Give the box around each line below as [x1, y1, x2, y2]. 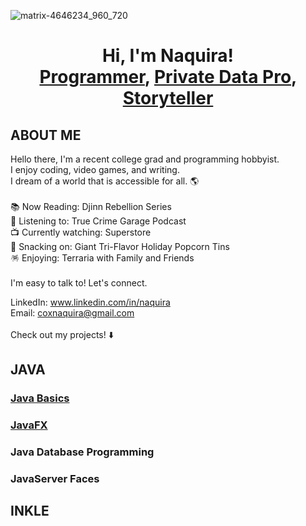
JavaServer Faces [10, 472, 100, 486]
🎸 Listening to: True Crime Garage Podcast [10, 215, 187, 227]
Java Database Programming [10, 445, 155, 459]
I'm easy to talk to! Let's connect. [10, 277, 148, 289]
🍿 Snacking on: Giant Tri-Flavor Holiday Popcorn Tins [10, 241, 230, 252]
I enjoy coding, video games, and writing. [10, 164, 180, 175]
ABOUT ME [10, 126, 82, 144]
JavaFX [10, 418, 48, 432]
